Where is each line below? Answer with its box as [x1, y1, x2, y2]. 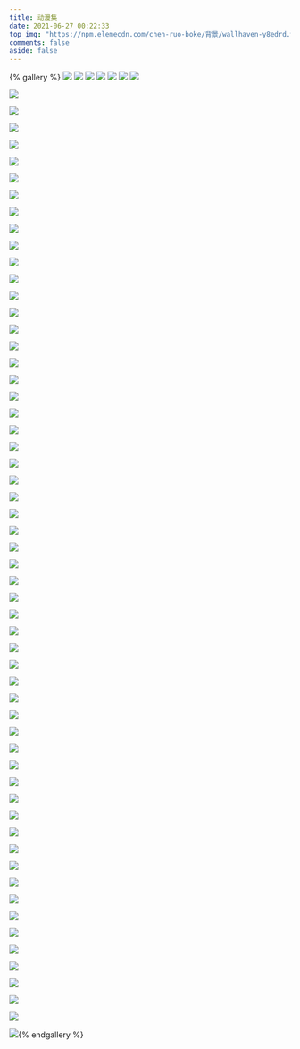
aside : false [9, 47, 58, 55]
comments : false [9, 38, 70, 47]
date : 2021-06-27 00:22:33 [9, 21, 110, 30]
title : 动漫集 [9, 13, 58, 22]
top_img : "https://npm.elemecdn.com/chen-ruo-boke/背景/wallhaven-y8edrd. [9, 30, 291, 38]
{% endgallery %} [18, 1029, 85, 1040]
